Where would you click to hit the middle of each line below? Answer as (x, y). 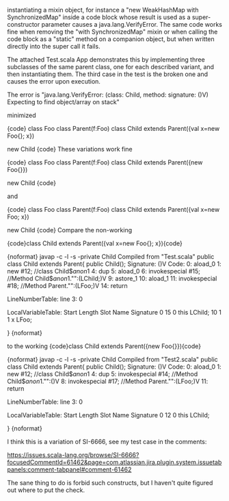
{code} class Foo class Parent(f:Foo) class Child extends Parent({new (105, 162)
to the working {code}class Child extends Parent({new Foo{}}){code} (104, 346)
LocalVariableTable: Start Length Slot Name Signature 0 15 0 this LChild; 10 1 (114, 312)
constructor (24, 24)
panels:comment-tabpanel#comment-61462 (69, 469)
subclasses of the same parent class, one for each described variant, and (110, 67)
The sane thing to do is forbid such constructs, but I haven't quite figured (110, 483)
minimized (22, 115)
